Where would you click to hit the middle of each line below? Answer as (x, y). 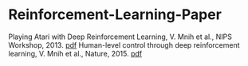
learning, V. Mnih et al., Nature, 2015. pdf (75, 53)
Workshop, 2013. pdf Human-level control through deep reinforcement (124, 45)
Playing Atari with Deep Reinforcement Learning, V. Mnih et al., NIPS (120, 37)
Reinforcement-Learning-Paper (115, 15)
